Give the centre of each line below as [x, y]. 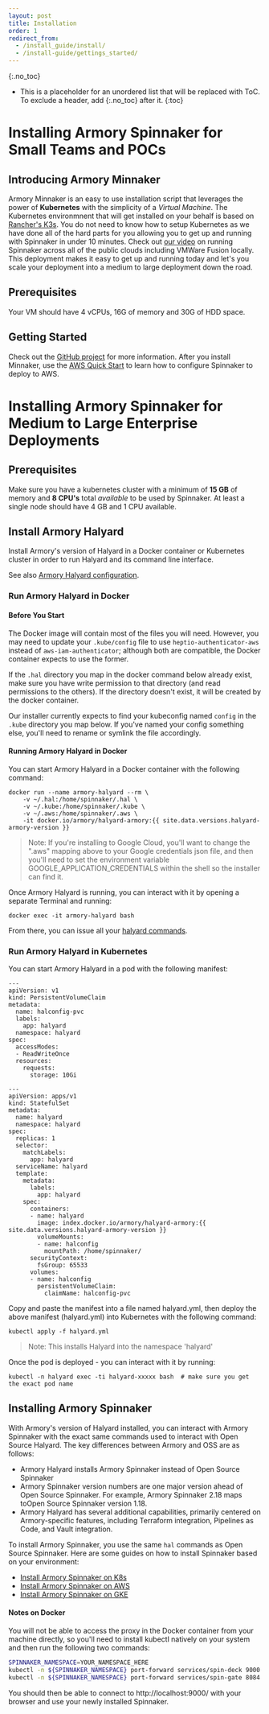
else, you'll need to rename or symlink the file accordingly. [105, 732]
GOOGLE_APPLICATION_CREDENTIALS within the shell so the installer [144, 868]
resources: [34, 1061]
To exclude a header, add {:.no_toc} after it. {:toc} [102, 100]
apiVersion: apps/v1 [43, 1096]
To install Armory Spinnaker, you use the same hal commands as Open [126, 1544]
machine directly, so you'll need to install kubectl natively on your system [129, 1639]
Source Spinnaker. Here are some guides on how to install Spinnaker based [133, 1553]
